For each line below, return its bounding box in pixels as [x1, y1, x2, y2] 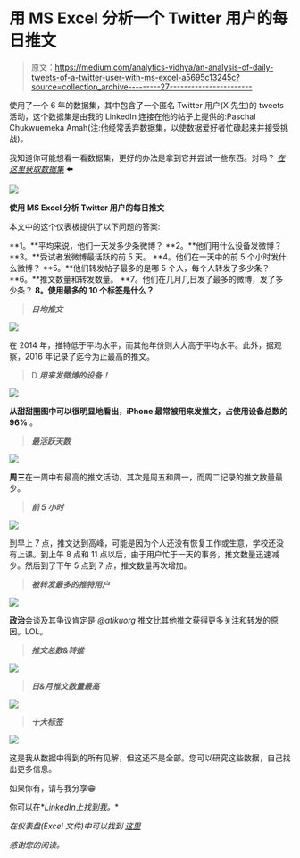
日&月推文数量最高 [30, 681, 100, 692]
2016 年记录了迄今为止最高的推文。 [24, 351, 154, 361]
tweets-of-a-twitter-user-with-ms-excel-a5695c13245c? [30, 72, 241, 82]
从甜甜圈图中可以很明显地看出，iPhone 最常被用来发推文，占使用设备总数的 [9, 405, 288, 416]
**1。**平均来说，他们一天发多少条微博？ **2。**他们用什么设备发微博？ [9, 240, 283, 251]
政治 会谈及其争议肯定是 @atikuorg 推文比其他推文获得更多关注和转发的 [9, 615, 271, 625]
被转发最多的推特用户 [30, 579, 110, 590]
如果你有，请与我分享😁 [9, 782, 96, 793]
